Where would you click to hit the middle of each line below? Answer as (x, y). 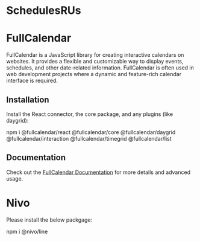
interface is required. (32, 81)
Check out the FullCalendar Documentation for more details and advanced (98, 172)
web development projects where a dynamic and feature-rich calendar (94, 74)
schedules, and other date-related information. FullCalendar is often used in (100, 68)
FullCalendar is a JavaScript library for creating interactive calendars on (95, 55)
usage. (15, 178)
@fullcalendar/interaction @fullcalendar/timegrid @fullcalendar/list (89, 138)
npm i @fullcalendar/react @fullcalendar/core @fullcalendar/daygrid (91, 132)
